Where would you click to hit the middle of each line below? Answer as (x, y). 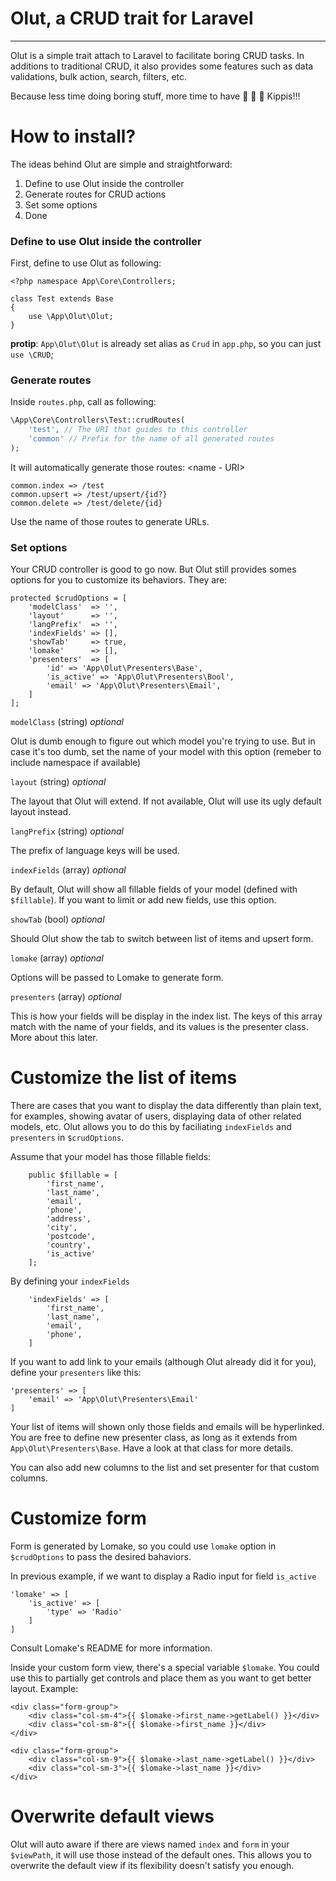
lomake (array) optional (57, 958)
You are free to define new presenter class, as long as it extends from (154, 1438)
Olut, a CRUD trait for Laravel (132, 18)
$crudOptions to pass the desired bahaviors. (101, 1557)
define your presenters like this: (76, 1373)
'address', (69, 1219)
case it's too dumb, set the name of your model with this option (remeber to (166, 752)
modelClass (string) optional (67, 722)
